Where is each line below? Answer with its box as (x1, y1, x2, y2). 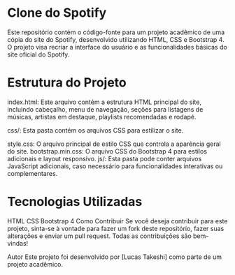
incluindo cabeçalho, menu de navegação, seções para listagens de (7, 105, 204, 113)
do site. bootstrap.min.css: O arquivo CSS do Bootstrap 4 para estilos (7, 147, 208, 155)
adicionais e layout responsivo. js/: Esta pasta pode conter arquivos (7, 154, 202, 163)
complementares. (7, 169, 58, 177)
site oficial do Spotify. (7, 50, 70, 59)
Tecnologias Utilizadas (7, 194, 143, 210)
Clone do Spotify (7, 5, 107, 21)
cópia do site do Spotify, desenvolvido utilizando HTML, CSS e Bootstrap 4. (7, 35, 225, 43)
